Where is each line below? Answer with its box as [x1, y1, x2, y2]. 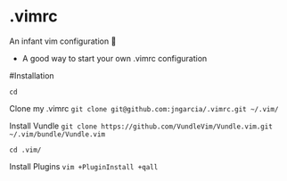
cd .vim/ [9, 145, 42, 154]
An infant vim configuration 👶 [9, 36, 117, 46]
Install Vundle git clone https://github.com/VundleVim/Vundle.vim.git [9, 120, 274, 131]
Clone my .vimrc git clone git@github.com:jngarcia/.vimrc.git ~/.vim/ [9, 103, 279, 113]
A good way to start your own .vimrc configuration [21, 53, 208, 63]
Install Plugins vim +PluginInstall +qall [9, 160, 159, 171]
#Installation [9, 70, 55, 81]
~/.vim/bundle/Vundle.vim [9, 129, 105, 139]
